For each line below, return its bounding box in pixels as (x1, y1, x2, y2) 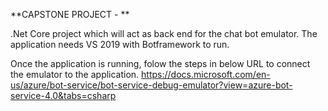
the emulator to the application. (10, 69, 140, 80)
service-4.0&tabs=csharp (10, 90, 117, 101)
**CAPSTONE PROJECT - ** (10, 9, 130, 20)
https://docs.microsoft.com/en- (141, 69, 271, 80)
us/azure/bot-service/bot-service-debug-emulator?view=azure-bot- (10, 79, 293, 91)
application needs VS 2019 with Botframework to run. (10, 39, 230, 50)
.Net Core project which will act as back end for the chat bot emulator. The (10, 28, 318, 39)
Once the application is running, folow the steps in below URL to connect (10, 58, 311, 69)
